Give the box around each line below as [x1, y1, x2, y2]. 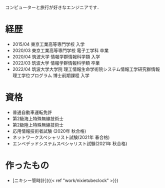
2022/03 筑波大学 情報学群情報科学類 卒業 [12, 59, 100, 66]
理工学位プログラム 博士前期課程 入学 [12, 72, 90, 78]
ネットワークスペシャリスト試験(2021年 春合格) [12, 134, 110, 140]
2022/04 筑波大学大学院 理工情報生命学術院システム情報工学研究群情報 [12, 66, 160, 72]
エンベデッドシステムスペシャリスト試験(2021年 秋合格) [12, 140, 127, 146]
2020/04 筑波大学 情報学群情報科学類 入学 [12, 53, 100, 59]
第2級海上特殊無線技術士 [12, 115, 64, 121]
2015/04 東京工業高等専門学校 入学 [12, 41, 85, 47]
